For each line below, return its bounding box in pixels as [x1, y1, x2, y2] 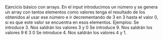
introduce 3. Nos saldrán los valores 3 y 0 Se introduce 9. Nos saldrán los [5, 25, 152, 30]
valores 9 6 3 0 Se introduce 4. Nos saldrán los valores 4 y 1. [5, 30, 127, 35]
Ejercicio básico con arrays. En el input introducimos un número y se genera [5, 4, 158, 10]
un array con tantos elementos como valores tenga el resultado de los [5, 9, 145, 15]
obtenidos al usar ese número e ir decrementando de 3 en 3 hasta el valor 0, [5, 14, 159, 20]
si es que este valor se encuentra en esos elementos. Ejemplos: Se [5, 19, 139, 25]
